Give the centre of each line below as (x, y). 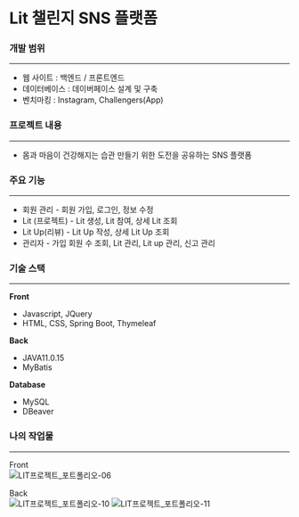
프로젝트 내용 (36, 126)
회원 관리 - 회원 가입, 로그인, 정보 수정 (88, 209)
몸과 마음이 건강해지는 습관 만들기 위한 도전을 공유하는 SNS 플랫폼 (137, 155)
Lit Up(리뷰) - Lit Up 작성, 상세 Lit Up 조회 (96, 232)
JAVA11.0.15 (43, 358)
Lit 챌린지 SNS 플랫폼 (84, 18)
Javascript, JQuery (57, 314)
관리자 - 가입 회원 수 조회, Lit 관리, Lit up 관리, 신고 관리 (119, 243)
